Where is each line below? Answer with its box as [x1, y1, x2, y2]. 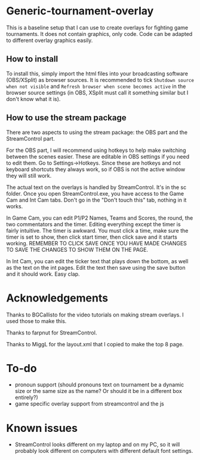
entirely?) [14, 394, 38, 401]
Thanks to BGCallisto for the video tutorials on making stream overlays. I [6, 311, 184, 318]
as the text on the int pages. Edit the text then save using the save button [6, 264, 186, 271]
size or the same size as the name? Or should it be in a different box [14, 388, 182, 395]
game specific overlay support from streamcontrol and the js [14, 400, 164, 407]
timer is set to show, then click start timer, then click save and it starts [6, 233, 177, 240]
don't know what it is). [6, 95, 61, 102]
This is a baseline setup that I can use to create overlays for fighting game [6, 24, 189, 31]
